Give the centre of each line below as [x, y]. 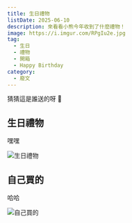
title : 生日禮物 [28, 14]
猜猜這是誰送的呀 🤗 [35, 99]
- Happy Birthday [39, 65]
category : [22, 72]
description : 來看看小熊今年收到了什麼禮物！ [66, 26]
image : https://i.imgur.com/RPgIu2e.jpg [67, 33]
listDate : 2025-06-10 [39, 20]
